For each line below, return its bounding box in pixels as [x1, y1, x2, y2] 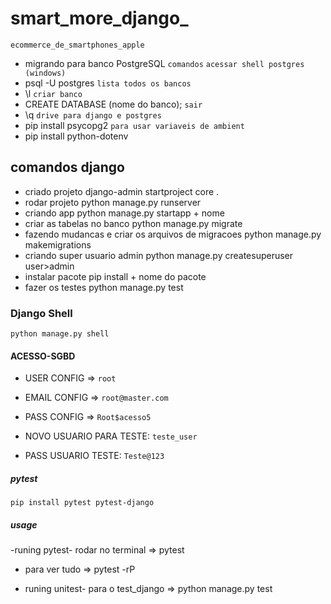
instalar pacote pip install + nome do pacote [24, 270, 207, 282]
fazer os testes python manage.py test [24, 281, 184, 293]
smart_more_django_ [10, 7, 189, 30]
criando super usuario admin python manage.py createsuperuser [24, 249, 294, 261]
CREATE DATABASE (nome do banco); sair [24, 98, 203, 110]
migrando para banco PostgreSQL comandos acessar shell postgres [24, 57, 305, 69]
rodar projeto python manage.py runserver [24, 196, 202, 208]
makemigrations [24, 238, 92, 251]
